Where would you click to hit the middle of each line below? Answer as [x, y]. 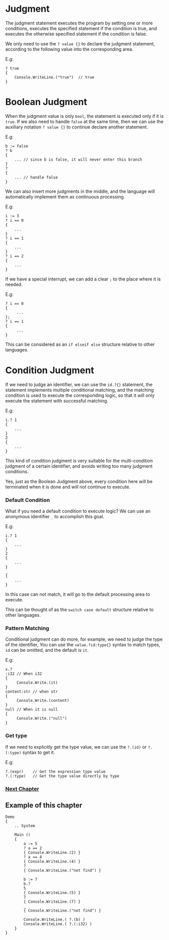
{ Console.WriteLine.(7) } [52, 902]
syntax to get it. [39, 752]
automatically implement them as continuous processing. [65, 196]
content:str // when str [32, 692]
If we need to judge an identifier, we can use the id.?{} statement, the [79, 384]
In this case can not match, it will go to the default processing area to [78, 594]
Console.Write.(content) [43, 701]
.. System [25, 826]
